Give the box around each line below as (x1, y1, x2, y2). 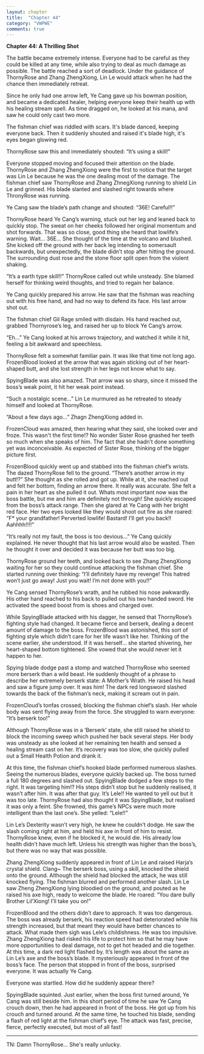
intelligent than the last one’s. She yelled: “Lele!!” (6, 809, 129, 817)
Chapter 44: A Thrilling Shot (6, 43, 79, 50)
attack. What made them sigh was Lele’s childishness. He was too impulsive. (6, 929, 198, 936)
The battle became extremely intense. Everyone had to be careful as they (6, 54, 190, 61)
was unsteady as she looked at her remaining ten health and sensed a (6, 739, 182, 747)
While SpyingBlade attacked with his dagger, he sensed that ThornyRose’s (6, 613, 192, 621)
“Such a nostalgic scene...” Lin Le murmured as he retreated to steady (6, 395, 182, 402)
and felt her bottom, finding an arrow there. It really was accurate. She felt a (6, 482, 196, 490)
